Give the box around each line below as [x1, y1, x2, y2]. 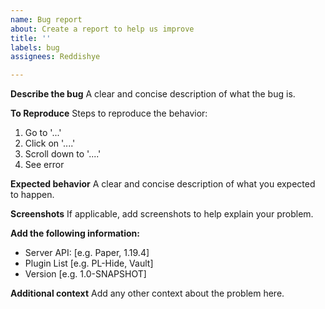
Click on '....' [24, 137, 76, 150]
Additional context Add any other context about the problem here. [10, 287, 285, 300]
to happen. [10, 189, 55, 201]
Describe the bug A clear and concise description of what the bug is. [10, 88, 296, 100]
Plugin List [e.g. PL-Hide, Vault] [24, 257, 154, 270]
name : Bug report [10, 14, 83, 25]
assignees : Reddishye [10, 52, 101, 62]
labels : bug [10, 42, 60, 53]
